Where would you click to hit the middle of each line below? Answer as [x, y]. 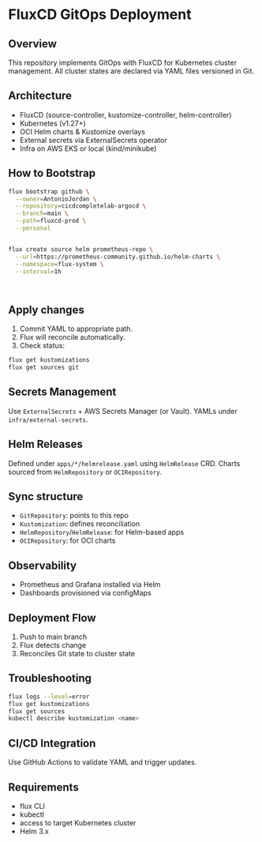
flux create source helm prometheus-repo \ [81, 249]
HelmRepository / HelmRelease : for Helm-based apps [101, 532]
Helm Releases [45, 444]
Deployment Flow [52, 618]
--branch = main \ [42, 214]
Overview [33, 44]
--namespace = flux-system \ [60, 264]
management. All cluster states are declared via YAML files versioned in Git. [131, 71]
